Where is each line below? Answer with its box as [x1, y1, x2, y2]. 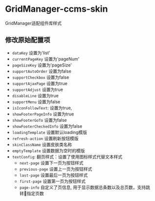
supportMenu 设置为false [12, 99, 61, 105]
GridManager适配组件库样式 [5, 20, 62, 26]
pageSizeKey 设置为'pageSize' [12, 62, 72, 68]
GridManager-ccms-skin [5, 3, 108, 15]
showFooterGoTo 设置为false [12, 117, 67, 123]
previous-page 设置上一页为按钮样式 [19, 166, 92, 172]
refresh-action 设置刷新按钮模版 [12, 135, 79, 141]
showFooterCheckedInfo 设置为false [12, 123, 82, 129]
